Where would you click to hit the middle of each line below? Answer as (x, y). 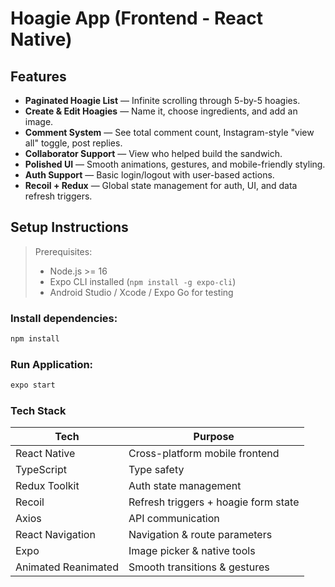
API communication (174, 519)
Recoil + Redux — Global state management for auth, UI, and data (161, 185)
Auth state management (185, 486)
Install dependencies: (64, 318)
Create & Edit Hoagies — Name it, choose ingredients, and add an (161, 111)
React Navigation (55, 535)
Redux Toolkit (47, 486)
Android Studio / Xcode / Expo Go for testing (141, 292)
